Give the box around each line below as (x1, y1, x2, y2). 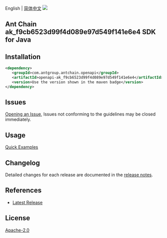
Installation (5, 52, 41, 61)
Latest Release (12, 199, 43, 205)
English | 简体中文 (5, 5, 42, 11)
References (5, 186, 42, 195)
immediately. (5, 117, 31, 122)
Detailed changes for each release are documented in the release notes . (5, 172, 153, 178)
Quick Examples (5, 144, 38, 150)
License (5, 214, 30, 223)
